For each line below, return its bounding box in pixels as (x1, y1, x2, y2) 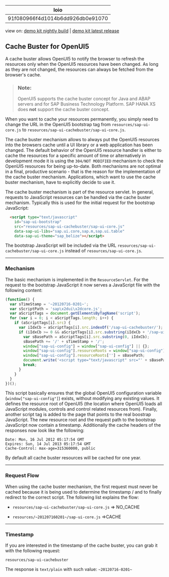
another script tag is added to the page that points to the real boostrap (5, 412, 151, 418)
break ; (23, 362, 37, 367)
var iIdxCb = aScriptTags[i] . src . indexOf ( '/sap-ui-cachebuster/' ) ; (18, 325, 163, 330)
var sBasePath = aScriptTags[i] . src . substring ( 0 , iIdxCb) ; (23, 334, 150, 339)
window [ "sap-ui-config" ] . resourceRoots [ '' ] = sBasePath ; (23, 353, 145, 358)
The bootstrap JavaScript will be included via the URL (5, 242, 117, 248)
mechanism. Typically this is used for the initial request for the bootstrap (5, 200, 155, 206)
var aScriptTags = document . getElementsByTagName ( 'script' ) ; (10, 311, 141, 316)
